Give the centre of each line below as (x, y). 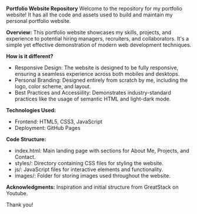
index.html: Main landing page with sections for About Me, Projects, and (102, 151)
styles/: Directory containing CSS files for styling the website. (89, 163)
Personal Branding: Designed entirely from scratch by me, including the (101, 80)
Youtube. (17, 193)
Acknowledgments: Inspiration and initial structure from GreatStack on (92, 187)
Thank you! (20, 205)
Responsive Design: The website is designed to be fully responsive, (96, 68)
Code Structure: (26, 139)
